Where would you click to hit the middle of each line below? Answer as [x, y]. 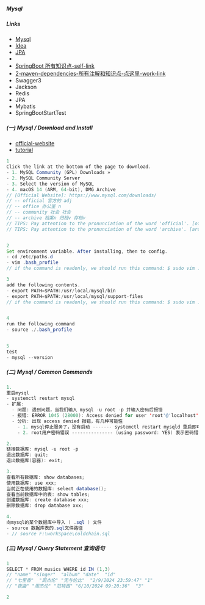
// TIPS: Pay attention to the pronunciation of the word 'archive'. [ [99, 229]
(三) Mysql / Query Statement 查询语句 [56, 548]
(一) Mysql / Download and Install [50, 128]
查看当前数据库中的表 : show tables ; [48, 495]
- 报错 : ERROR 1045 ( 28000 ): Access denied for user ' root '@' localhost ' [105, 416]
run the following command [41, 324]
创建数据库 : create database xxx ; [48, 500]
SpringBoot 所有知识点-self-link [55, 66]
